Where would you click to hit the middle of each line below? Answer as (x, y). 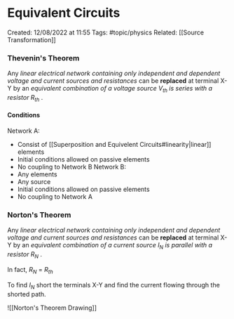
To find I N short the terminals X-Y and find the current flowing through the (114, 286)
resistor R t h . (25, 98)
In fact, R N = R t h (30, 270)
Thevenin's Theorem (43, 58)
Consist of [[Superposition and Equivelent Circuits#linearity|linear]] (114, 145)
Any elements (37, 174)
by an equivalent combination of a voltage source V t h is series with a (112, 89)
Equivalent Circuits (64, 13)
